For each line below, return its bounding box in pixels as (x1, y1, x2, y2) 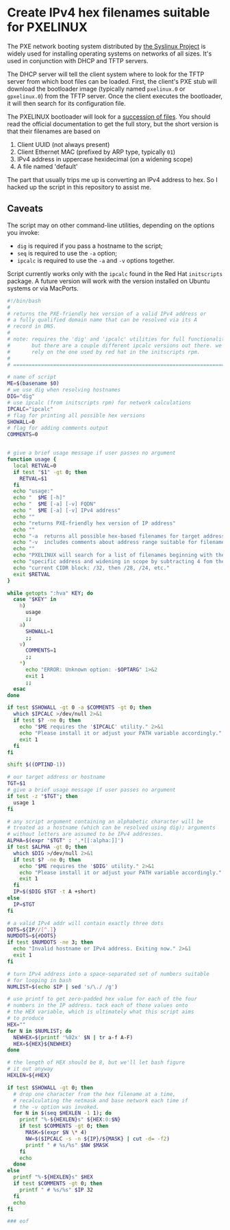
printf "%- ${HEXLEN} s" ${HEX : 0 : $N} (19, 1116, 121, 1124)
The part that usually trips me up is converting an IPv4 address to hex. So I (7, 175, 218, 183)
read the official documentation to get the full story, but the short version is (7, 119, 219, 128)
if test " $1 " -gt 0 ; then (13, 468, 88, 475)
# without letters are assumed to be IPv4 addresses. (7, 831, 164, 838)
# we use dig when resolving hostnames (7, 387, 121, 394)
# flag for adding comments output (7, 424, 109, 432)
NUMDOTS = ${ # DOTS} (7, 933, 57, 939)
